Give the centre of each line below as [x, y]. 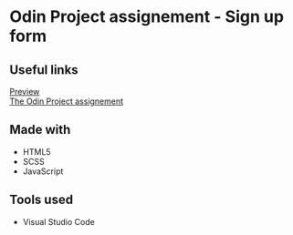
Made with [40, 130]
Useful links [44, 70]
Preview [25, 92]
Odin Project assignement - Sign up [147, 17]
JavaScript [43, 171]
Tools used [42, 200]
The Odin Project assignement [67, 101]
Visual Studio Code [59, 221]
